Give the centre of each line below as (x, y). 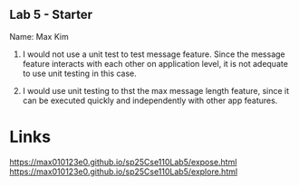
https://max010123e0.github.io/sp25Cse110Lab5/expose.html (123, 162)
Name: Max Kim (39, 36)
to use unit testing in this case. (80, 73)
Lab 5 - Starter (51, 15)
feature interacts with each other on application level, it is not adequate (155, 63)
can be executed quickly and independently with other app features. (150, 100)
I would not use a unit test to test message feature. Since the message (154, 54)
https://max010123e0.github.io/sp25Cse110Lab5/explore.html (124, 172)
